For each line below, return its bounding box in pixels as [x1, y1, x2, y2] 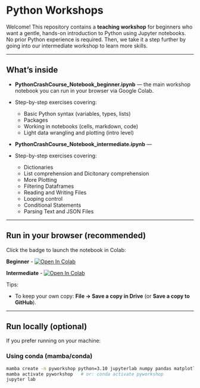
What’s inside [6, 65, 58, 75]
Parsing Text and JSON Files [23, 207, 94, 214]
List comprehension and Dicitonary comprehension [23, 170, 149, 177]
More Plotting [23, 176, 57, 183]
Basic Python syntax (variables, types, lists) [23, 110, 131, 117]
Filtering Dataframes [23, 182, 74, 190]
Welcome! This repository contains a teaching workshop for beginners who [6, 23, 193, 30]
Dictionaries [23, 163, 54, 171]
